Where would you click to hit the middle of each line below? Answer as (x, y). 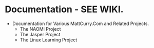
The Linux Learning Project (49, 40)
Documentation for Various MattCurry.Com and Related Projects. (81, 23)
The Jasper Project (40, 34)
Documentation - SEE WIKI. (64, 9)
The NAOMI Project (40, 29)
